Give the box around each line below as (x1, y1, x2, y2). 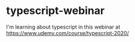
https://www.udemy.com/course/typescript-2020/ (6, 29, 129, 36)
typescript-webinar (6, 4, 105, 17)
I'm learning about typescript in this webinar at (6, 23, 121, 30)
